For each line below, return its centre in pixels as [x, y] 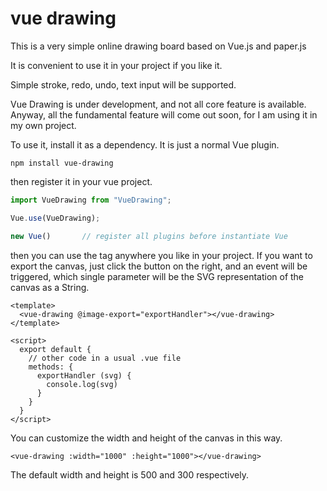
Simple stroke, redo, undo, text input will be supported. [123, 84]
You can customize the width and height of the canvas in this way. [146, 438]
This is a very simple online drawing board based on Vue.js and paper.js [158, 46]
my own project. [43, 125]
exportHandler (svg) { [84, 375]
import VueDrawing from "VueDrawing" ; [91, 200]
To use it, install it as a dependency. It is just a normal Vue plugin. [145, 144]
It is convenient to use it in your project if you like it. [116, 65]
